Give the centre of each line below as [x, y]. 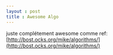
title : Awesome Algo [32, 17]
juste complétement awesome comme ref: [57, 33]
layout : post [23, 11]
